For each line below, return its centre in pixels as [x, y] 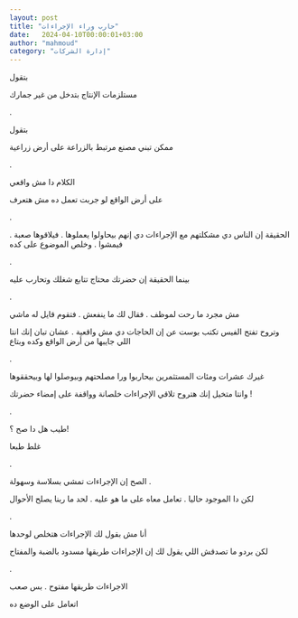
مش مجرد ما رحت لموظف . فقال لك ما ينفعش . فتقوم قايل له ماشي [125, 314]
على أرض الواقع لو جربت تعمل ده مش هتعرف [86, 200]
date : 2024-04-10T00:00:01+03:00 [76, 34]
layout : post [34, 18]
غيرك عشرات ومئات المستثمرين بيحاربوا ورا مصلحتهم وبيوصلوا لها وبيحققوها [137, 377]
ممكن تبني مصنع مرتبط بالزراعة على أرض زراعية [91, 147]
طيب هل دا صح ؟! [39, 429]
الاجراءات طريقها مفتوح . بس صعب [69, 586]
